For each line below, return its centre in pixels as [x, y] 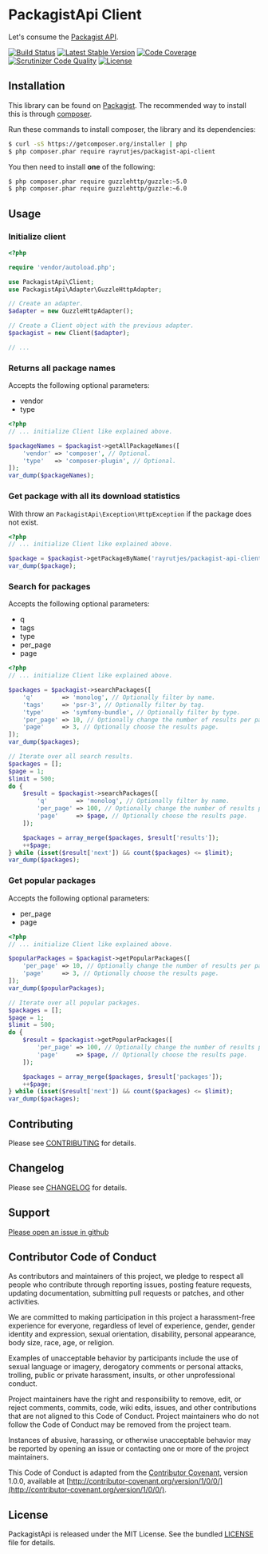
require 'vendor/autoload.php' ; [62, 267]
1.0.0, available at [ [39, 1481]
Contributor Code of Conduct [83, 1257]
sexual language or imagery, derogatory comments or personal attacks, [126, 1367]
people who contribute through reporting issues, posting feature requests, [130, 1284]
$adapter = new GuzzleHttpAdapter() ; [71, 311]
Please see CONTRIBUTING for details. [73, 1143]
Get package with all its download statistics [95, 496]
